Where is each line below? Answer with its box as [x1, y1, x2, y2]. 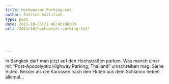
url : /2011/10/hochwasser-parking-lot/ [5, 26, 90, 31]
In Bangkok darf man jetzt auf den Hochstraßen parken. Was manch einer [5, 58, 160, 64]
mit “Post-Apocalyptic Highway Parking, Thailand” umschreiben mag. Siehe [5, 63, 164, 69]
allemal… [5, 74, 24, 80]
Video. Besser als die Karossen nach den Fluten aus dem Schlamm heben [5, 69, 160, 75]
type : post [5, 17, 29, 22]
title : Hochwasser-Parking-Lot [5, 7, 72, 13]
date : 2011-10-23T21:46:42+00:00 [5, 21, 76, 27]
